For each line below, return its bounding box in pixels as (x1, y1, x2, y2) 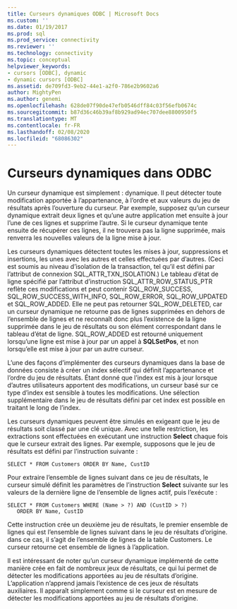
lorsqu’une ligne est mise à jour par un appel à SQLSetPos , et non (7, 337, 199, 346)
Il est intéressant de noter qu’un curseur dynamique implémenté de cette (7, 557, 219, 565)
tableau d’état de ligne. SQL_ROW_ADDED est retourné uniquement (7, 330, 203, 339)
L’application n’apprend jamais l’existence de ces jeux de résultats (7, 579, 199, 588)
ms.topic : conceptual (7, 56, 71, 64)
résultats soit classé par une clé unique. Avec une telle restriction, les (7, 425, 209, 433)
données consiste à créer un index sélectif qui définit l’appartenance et (7, 366, 214, 375)
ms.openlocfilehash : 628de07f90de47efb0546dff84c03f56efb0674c (7, 102, 197, 109)
